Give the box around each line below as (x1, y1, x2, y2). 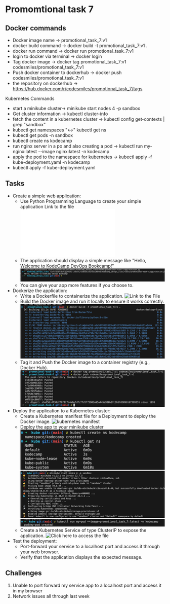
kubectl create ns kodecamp (12, 138, 72, 144)
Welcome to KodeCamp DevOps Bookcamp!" (20, 263, 114, 269)
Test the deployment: (12, 538, 57, 544)
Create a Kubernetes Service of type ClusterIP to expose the (20, 527, 147, 533)
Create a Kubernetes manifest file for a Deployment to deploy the (20, 413, 156, 419)
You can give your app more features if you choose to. (20, 282, 134, 288)
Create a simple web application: (12, 193, 81, 199)
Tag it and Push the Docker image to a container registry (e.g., (20, 359, 150, 366)
